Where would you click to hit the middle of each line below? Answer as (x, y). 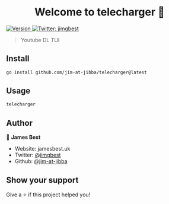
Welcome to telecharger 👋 (100, 12)
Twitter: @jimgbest (38, 155)
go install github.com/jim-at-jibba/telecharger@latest (76, 72)
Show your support (42, 180)
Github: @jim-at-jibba (41, 161)
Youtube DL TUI (40, 40)
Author (19, 123)
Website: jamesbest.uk (42, 149)
